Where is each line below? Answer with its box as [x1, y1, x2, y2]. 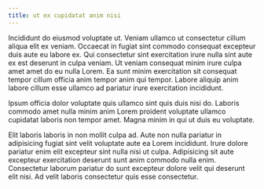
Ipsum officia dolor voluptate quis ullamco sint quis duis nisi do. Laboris [8, 98, 240, 107]
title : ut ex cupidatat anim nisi [8, 11, 122, 20]
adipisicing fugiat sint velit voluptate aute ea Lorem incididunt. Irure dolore [8, 138, 249, 147]
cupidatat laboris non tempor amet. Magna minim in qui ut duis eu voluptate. [8, 114, 255, 124]
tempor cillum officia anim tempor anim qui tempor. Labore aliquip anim [8, 75, 239, 84]
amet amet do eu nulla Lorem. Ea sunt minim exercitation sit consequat [8, 66, 237, 75]
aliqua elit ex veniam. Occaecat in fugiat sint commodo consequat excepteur [8, 41, 256, 51]
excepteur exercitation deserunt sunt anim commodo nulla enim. [8, 154, 217, 165]
